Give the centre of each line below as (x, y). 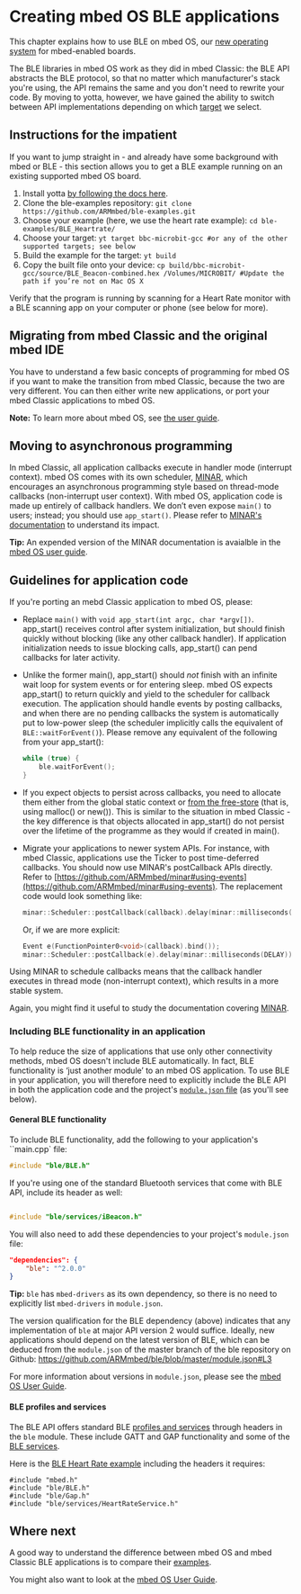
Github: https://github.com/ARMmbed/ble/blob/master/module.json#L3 (141, 1359)
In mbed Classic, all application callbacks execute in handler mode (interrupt (150, 468)
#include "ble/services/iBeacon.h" (76, 1217)
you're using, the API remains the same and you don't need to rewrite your (147, 87)
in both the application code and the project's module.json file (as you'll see (149, 1089)
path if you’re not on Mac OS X (83, 281)
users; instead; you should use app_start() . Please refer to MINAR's (136, 516)
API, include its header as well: (66, 1192)
